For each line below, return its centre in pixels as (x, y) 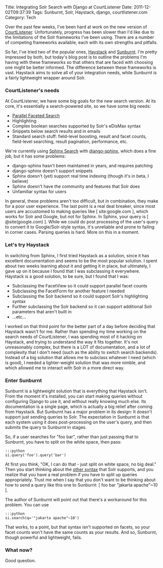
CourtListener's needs (32, 90)
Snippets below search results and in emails (56, 131)
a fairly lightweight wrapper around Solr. (45, 78)
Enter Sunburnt (24, 380)
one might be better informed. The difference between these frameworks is (81, 67)
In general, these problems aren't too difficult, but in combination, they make (82, 201)
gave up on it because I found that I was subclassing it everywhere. (72, 271)
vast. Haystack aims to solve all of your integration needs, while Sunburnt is (81, 72)
